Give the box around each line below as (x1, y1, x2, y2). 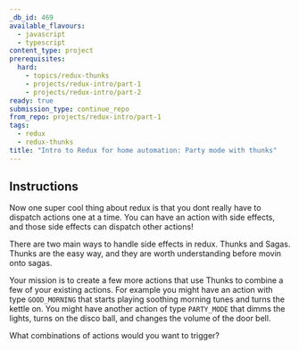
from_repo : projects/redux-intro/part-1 (9, 112, 162, 121)
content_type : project (9, 46, 94, 55)
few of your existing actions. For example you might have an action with (9, 285, 274, 296)
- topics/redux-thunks (25, 71, 110, 80)
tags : (9, 121, 29, 130)
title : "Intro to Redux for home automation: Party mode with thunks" (9, 146, 278, 154)
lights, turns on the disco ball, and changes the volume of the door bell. (9, 313, 271, 324)
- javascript (17, 29, 66, 38)
